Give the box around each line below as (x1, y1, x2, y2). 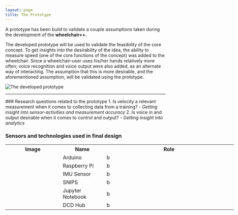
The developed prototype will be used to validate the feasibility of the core (5, 41, 161, 47)
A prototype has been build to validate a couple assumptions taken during (5, 26, 160, 32)
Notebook (63, 193, 86, 200)
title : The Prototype (5, 12, 51, 17)
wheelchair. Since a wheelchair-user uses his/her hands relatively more (5, 57, 155, 64)
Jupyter (63, 187, 81, 194)
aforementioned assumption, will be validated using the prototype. (5, 74, 144, 80)
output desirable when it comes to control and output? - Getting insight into (5, 114, 163, 120)
